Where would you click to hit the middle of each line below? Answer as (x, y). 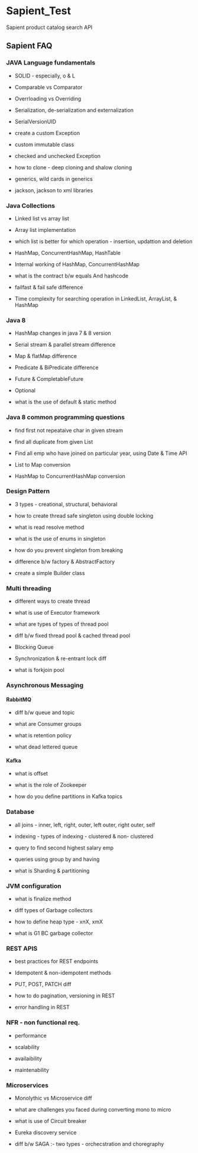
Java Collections (30, 205)
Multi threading (29, 588)
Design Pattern (28, 491)
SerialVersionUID (35, 121)
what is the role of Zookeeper (51, 785)
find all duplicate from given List (54, 441)
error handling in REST (42, 1007)
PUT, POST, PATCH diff (43, 984)
